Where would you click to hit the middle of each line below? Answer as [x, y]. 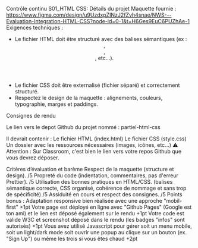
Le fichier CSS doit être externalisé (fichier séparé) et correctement [97, 85]
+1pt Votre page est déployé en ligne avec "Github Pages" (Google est [106, 207]
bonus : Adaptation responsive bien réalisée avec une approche [84, 201]
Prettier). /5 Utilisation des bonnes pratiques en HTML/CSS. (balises [89, 182]
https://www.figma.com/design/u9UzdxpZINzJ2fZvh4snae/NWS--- [89, 15]
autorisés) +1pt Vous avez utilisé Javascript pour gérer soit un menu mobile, [99, 226]
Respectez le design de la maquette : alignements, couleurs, [89, 98]
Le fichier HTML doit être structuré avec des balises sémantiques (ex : [101, 39]
